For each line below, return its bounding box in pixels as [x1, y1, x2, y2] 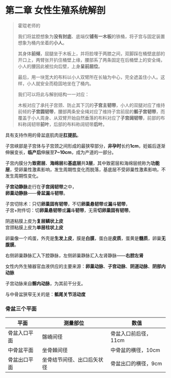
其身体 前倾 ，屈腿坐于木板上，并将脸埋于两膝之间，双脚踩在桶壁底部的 [17, 50, 165, 57]
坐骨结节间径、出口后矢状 [42, 356, 103, 363]
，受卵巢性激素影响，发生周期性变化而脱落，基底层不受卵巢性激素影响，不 [10, 166, 166, 172]
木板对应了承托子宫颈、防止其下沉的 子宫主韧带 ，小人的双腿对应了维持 [17, 102, 165, 108]
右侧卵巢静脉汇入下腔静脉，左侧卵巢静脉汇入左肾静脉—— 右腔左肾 [5, 252, 144, 258]
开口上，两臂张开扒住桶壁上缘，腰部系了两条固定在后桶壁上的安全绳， [17, 57, 165, 63]
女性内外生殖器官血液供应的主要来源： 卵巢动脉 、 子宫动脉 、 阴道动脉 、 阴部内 [5, 263, 166, 269]
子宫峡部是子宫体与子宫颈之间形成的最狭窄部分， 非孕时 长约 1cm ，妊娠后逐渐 [5, 143, 166, 149]
